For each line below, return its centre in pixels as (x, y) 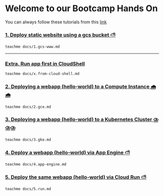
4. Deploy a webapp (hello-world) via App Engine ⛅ (68, 152)
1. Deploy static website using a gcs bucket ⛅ (61, 35)
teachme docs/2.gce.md (28, 107)
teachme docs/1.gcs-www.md (32, 47)
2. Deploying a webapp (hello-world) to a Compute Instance (77, 87)
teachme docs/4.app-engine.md (36, 164)
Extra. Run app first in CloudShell (45, 64)
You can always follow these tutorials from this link (56, 22)
